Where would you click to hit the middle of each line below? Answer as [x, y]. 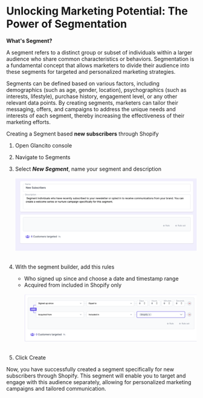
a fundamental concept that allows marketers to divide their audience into [98, 65]
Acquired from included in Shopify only [73, 285]
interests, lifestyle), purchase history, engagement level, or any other [92, 96]
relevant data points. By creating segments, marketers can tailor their [92, 103]
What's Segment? [29, 41]
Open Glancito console [43, 145]
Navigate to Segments [43, 157]
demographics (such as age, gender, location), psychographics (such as [96, 90]
